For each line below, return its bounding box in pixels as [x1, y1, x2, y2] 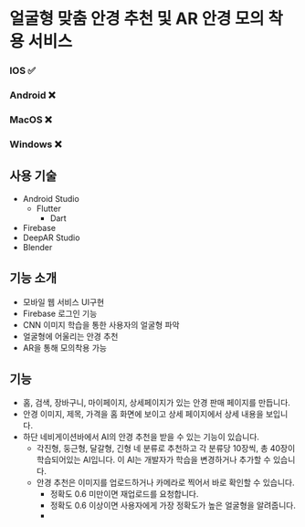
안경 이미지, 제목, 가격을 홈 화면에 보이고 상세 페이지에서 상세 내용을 [22, 408, 264, 420]
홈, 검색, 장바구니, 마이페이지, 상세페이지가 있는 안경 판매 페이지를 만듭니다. [22, 397, 290, 408]
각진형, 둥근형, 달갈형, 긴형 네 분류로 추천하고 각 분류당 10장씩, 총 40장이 [36, 443, 296, 454]
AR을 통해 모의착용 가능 [22, 342, 108, 353]
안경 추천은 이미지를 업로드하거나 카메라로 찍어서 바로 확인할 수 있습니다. [36, 477, 295, 489]
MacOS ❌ [9, 113, 53, 126]
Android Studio [22, 193, 79, 204]
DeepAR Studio [22, 232, 80, 243]
